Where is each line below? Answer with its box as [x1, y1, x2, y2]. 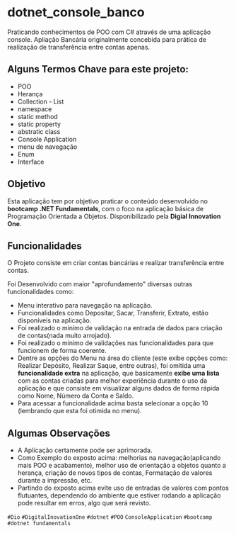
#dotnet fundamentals [7, 520, 71, 527]
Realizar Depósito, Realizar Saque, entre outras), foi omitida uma [17, 361, 206, 370]
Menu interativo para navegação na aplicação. [17, 301, 153, 310]
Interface [17, 157, 45, 166]
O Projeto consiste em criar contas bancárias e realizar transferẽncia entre [7, 259, 225, 267]
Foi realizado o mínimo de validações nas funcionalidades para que [17, 339, 214, 347]
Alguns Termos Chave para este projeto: [7, 63, 189, 75]
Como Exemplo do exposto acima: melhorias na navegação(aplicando [17, 454, 221, 462]
